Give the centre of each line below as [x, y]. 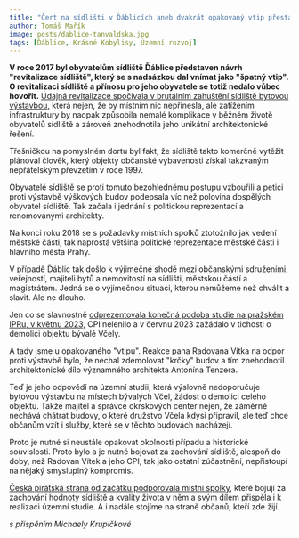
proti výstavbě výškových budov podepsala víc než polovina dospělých [140, 197]
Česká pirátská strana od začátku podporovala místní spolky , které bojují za [148, 488]
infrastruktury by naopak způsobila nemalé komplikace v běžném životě [141, 115]
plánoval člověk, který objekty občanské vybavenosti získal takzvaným [139, 160]
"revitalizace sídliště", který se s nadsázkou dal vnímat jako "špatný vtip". [149, 77]
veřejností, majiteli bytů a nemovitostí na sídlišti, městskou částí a [129, 279]
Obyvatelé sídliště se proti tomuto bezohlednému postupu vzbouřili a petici [146, 187]
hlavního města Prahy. [50, 252]
